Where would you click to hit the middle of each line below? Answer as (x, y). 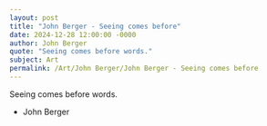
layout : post (34, 18)
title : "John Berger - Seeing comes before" (95, 26)
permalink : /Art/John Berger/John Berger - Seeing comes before (134, 69)
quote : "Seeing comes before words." (81, 52)
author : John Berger (49, 43)
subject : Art (34, 60)
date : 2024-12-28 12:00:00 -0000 (73, 34)
